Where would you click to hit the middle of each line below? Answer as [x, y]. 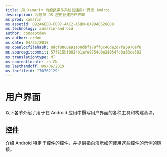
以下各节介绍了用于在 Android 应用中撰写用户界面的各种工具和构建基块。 [81, 112]
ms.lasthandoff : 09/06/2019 [35, 66]
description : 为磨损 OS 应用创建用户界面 [45, 15]
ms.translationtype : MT [30, 57]
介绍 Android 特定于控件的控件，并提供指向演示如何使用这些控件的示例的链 [83, 143]
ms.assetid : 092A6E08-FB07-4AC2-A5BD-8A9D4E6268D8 [60, 24]
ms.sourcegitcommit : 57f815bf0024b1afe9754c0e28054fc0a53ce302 [73, 52]
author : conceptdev [26, 33]
